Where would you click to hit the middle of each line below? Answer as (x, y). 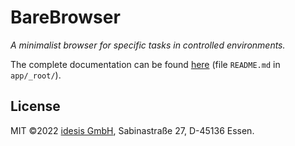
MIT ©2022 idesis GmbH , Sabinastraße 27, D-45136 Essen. (132, 130)
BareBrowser (65, 17)
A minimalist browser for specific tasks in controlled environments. (148, 45)
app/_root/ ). (36, 75)
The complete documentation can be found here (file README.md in (145, 64)
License (35, 106)
